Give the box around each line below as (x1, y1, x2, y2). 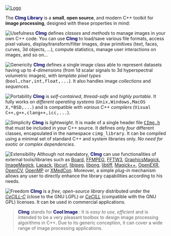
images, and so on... (5, 52, 48, 58)
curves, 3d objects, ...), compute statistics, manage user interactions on (5, 46, 157, 52)
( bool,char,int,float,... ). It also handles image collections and (5, 78, 151, 84)
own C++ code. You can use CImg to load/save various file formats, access (5, 36, 164, 41)
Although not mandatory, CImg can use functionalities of (37, 151, 157, 157)
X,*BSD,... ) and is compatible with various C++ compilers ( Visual (5, 104, 151, 110)
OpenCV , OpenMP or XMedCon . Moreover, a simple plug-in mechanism (5, 168, 156, 173)
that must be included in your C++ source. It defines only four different (5, 125, 154, 131)
